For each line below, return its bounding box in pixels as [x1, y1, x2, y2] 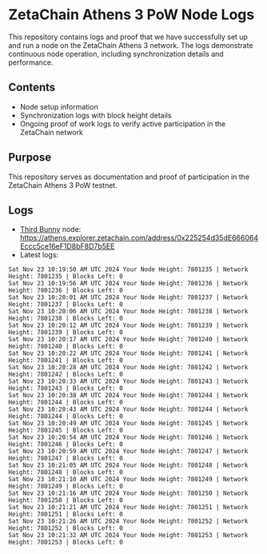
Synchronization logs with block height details [19, 110, 172, 120]
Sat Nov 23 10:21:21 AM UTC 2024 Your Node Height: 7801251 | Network [8, 504, 249, 512]
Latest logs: [19, 250, 58, 260]
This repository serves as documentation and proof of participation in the [8, 172, 250, 181]
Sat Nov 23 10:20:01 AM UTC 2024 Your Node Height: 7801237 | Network [8, 293, 249, 301]
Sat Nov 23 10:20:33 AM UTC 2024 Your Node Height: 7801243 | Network [8, 377, 249, 385]
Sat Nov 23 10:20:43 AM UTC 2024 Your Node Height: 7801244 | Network [8, 405, 249, 413]
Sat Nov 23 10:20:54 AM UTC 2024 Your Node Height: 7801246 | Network [8, 433, 249, 441]
